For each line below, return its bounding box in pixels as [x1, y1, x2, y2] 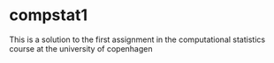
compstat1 [9, 5, 88, 25]
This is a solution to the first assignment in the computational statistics [9, 34, 266, 45]
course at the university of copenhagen [9, 43, 153, 53]
